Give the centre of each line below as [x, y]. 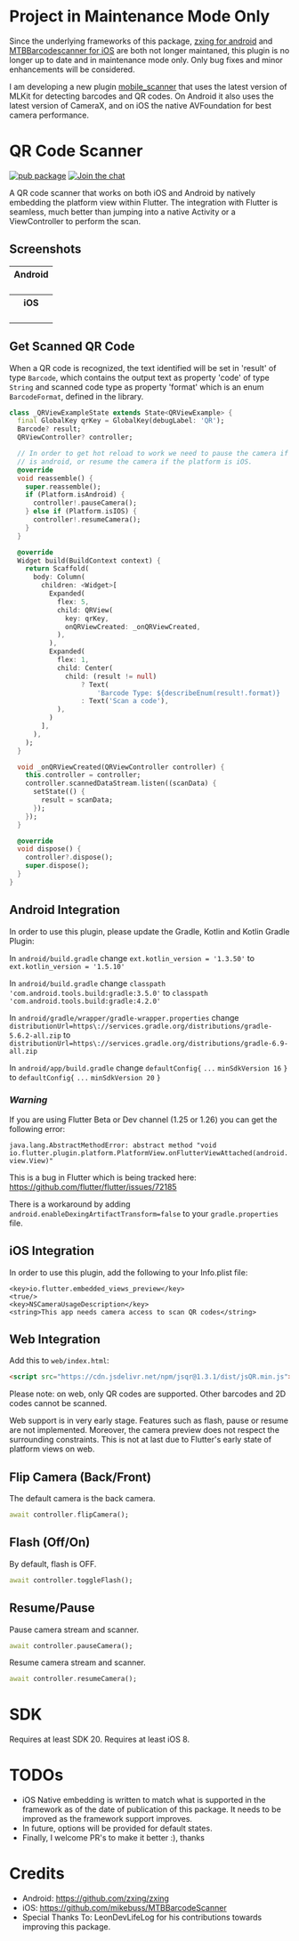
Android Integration [65, 910]
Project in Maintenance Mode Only [140, 16]
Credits [37, 1874]
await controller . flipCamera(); [69, 1515]
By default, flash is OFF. [53, 1564]
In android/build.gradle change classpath [88, 983]
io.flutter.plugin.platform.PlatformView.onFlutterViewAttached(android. [149, 1153]
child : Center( [85, 668]
